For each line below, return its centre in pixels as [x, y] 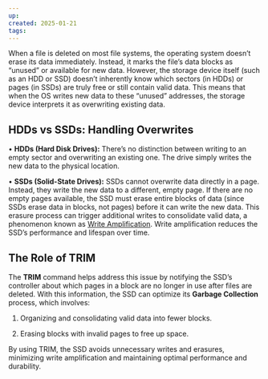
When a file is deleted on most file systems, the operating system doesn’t [130, 54]
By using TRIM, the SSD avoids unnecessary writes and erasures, [116, 349]
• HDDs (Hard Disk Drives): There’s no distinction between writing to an [128, 149]
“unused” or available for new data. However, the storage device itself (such [134, 71]
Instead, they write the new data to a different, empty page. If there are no [131, 190]
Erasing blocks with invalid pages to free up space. [104, 334]
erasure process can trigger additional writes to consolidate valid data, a [128, 216]
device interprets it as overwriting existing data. [87, 104]
